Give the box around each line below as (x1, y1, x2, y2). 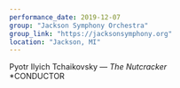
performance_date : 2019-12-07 (9, 12, 121, 22)
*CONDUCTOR (9, 71, 65, 82)
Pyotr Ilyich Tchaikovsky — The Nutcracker (9, 62, 168, 72)
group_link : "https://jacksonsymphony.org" (9, 29, 173, 38)
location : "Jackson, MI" (9, 37, 101, 47)
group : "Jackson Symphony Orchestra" (9, 21, 149, 30)
